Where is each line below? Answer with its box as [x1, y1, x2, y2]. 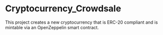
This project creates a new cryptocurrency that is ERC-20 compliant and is [5, 19, 158, 25]
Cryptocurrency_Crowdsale [5, 3, 121, 14]
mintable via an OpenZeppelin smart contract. [5, 24, 99, 30]
